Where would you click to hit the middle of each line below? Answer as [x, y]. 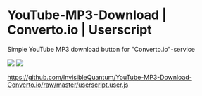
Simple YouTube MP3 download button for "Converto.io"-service [101, 49]
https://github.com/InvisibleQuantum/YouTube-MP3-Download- [100, 77]
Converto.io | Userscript [80, 30]
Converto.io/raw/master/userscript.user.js [68, 85]
